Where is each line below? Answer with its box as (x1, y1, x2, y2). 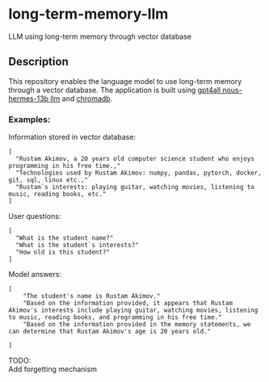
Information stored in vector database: (8, 132, 136, 142)
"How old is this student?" (15, 248, 111, 257)
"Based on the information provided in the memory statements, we (23, 321, 251, 329)
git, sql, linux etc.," (8, 176, 89, 184)
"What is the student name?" (15, 234, 114, 242)
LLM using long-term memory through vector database (8, 31, 192, 41)
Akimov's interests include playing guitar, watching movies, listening (8, 306, 258, 315)
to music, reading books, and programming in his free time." (8, 313, 222, 321)
